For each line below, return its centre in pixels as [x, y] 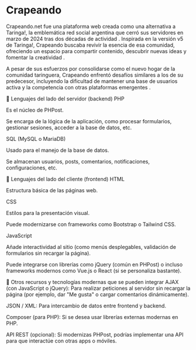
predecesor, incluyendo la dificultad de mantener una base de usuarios [92, 81]
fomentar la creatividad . [36, 57]
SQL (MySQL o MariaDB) [36, 138]
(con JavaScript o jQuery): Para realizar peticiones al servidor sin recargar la [98, 288]
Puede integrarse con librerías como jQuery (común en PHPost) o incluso [94, 264]
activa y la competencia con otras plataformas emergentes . [78, 87]
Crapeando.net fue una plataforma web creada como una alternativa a [91, 26]
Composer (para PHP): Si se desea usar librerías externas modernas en [92, 317]
